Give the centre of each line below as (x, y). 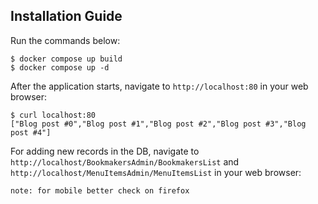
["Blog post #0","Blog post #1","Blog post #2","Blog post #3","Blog (158, 124)
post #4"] (31, 132)
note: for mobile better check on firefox (100, 190)
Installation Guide (66, 16)
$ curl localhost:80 (53, 115)
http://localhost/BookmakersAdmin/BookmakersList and (125, 161)
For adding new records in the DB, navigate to (105, 151)
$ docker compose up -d (60, 67)
